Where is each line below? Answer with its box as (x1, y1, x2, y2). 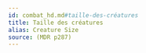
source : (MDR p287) (8, 33, 72, 41)
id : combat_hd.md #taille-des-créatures (8, 11, 139, 19)
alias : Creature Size (8, 26, 79, 34)
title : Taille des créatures (8, 19, 104, 26)
